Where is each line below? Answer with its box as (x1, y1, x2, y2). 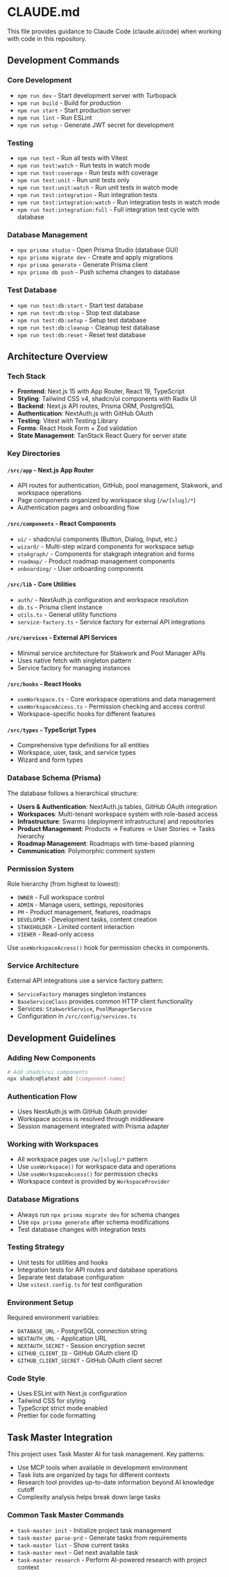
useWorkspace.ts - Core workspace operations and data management (17, 695, 217, 704)
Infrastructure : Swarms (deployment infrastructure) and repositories (17, 817, 214, 826)
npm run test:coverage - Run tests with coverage (17, 168, 158, 177)
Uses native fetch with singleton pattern (17, 656, 132, 665)
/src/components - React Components (7, 519, 117, 527)
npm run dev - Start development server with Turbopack (17, 91, 177, 99)
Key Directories (7, 449, 61, 459)
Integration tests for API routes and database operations (17, 1265, 178, 1274)
